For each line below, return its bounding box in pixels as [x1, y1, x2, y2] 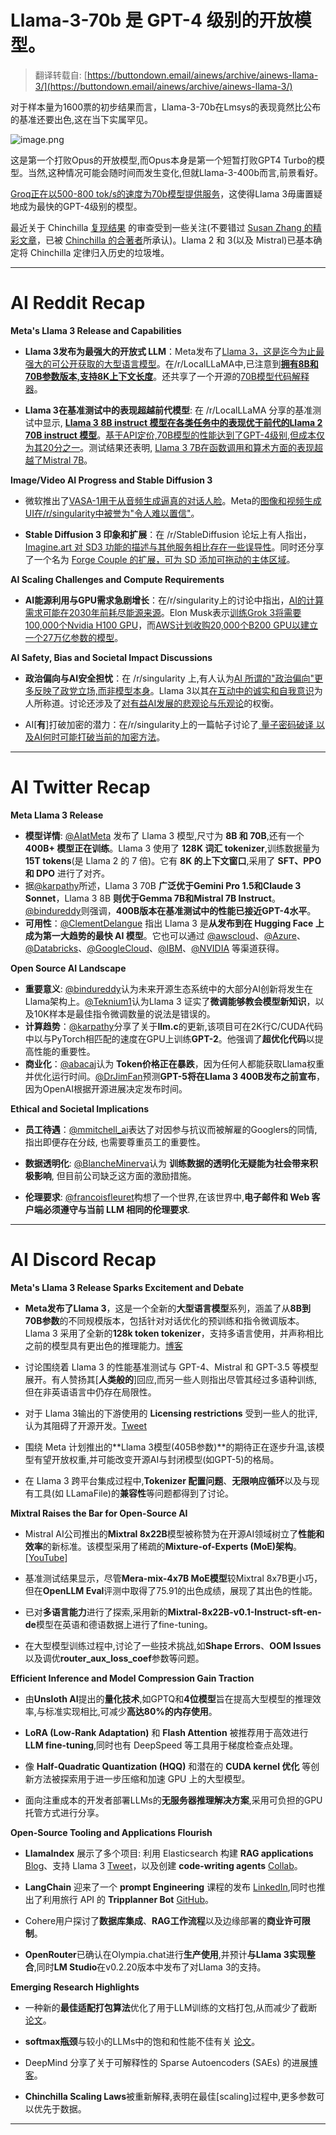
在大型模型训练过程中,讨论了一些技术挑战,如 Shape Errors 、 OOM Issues [24, 1639, 322, 1651]
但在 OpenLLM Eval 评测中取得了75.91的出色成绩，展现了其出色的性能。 [24, 1584, 318, 1596]
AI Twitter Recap [10, 776, 151, 799]
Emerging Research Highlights [10, 1981, 140, 1993]
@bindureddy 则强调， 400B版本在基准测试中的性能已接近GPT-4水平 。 [24, 904, 317, 916]
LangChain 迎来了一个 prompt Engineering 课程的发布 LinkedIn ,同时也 [24, 1881, 317, 1893]
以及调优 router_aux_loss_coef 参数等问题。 [24, 1652, 205, 1664]
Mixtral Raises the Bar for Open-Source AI [10, 1507, 188, 1519]
